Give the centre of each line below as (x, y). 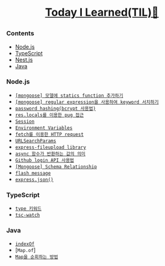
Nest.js (24, 60)
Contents (20, 33)
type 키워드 (28, 209)
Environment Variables (44, 128)
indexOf (25, 244)
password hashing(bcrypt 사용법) (55, 108)
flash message (33, 173)
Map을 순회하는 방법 (37, 257)
